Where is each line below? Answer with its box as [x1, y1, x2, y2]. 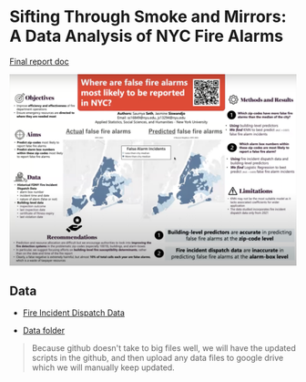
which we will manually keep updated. [31, 362, 175, 373]
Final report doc [9, 56, 70, 67]
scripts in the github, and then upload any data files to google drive [31, 353, 284, 364]
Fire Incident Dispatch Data [22, 307, 126, 318]
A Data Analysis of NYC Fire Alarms [9, 26, 284, 46]
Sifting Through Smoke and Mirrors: [9, 6, 287, 27]
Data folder [22, 325, 66, 336]
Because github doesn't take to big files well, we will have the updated [31, 343, 296, 354]
